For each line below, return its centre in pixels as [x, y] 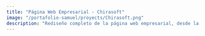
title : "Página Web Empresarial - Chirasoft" [65, 12]
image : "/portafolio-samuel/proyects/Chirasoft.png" [75, 18]
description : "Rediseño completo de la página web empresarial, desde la [103, 23]
